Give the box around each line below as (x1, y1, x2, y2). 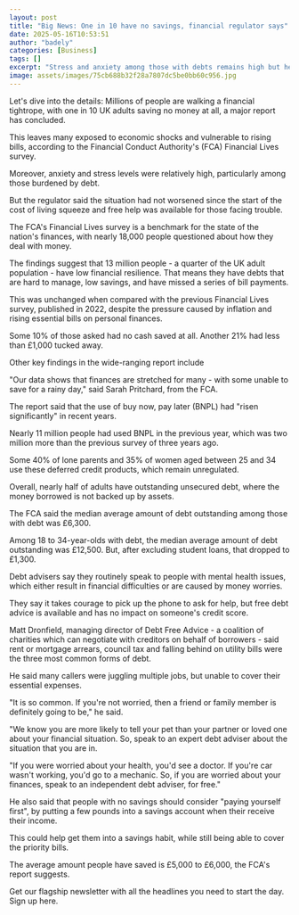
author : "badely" (9, 37, 74, 47)
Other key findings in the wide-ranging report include (9, 357, 205, 367)
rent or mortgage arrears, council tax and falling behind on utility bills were (9, 643, 283, 654)
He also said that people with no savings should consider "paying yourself (9, 795, 282, 807)
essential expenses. (9, 680, 83, 690)
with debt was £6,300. (9, 517, 92, 528)
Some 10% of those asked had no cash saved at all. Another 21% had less (9, 330, 280, 341)
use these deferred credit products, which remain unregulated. (9, 464, 239, 474)
